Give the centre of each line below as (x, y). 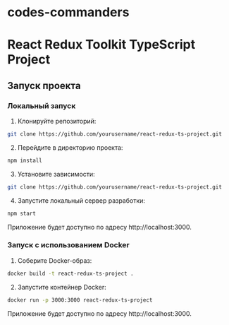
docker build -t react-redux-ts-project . (70, 273)
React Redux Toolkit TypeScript (101, 45)
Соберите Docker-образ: (55, 260)
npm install (25, 160)
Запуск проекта (44, 85)
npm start (22, 213)
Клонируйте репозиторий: (57, 122)
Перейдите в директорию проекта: (70, 147)
